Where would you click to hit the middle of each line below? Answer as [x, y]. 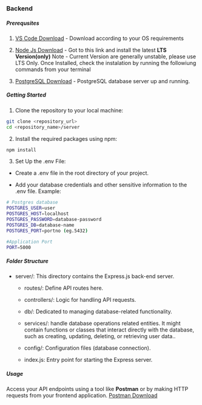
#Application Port [29, 242]
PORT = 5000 [19, 247]
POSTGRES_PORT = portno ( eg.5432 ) [47, 231]
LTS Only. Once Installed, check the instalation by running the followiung [106, 63]
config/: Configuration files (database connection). [87, 348]
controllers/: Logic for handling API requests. [80, 300]
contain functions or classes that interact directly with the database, [109, 330]
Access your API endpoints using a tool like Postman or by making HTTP [97, 389]
